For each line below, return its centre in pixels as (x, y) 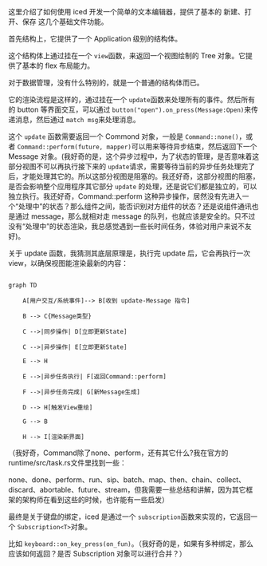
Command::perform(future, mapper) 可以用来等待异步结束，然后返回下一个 (137, 146)
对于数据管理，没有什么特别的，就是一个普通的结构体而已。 (106, 83)
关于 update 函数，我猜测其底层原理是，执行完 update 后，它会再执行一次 (130, 253)
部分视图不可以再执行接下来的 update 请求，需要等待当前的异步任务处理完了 (132, 166)
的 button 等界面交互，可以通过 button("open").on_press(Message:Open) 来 (130, 109)
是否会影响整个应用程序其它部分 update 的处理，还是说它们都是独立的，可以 (133, 186)
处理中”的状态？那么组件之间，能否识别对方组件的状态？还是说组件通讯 (135, 206)
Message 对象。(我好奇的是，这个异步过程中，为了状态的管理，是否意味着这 (134, 156)
